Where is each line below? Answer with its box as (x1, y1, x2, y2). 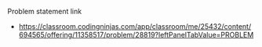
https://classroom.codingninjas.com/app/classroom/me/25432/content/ (18, 22, 252, 31)
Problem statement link (7, 7, 82, 16)
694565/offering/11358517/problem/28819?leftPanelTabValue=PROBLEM (18, 31, 254, 39)
